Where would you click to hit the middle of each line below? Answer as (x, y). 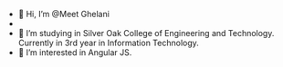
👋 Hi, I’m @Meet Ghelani (63, 14)
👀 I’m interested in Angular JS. (75, 53)
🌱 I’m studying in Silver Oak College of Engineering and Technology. (146, 33)
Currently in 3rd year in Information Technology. (108, 43)
